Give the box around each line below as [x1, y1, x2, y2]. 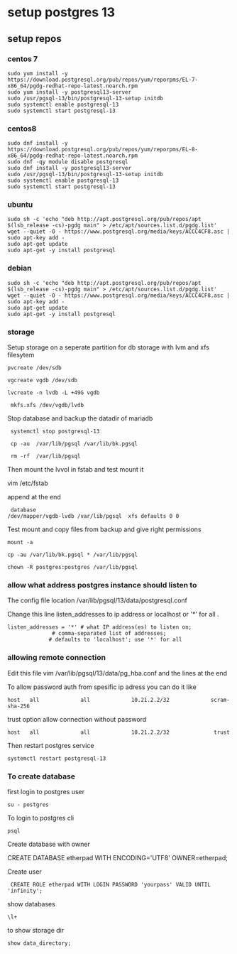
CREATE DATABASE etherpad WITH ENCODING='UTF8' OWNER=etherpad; [7, 853, 228, 862]
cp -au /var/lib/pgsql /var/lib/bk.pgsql [10, 440, 138, 448]
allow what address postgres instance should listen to [7, 580, 197, 590]
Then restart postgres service [7, 741, 94, 749]
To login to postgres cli [7, 813, 75, 822]
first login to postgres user [7, 787, 85, 796]
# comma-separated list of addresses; [52, 630, 167, 637]
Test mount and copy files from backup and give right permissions [7, 525, 202, 533]
